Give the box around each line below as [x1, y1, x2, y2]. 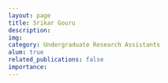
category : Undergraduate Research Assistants [8, 41, 160, 49]
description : [8, 26, 51, 34]
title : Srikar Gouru [8, 19, 77, 27]
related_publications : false [8, 56, 104, 64]
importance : [8, 63, 47, 71]
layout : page [8, 11, 51, 20]
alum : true [8, 48, 44, 56]
